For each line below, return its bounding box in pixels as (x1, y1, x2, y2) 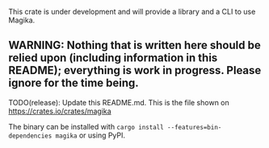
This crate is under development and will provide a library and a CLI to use (8, 7, 256, 16)
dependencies (8, 132, 53, 140)
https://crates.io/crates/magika (8, 106, 111, 116)
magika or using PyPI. (55, 130, 126, 140)
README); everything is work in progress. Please (8, 64, 262, 77)
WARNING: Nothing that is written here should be (8, 39, 261, 52)
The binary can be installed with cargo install (8, 121, 164, 131)
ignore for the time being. (8, 76, 139, 90)
